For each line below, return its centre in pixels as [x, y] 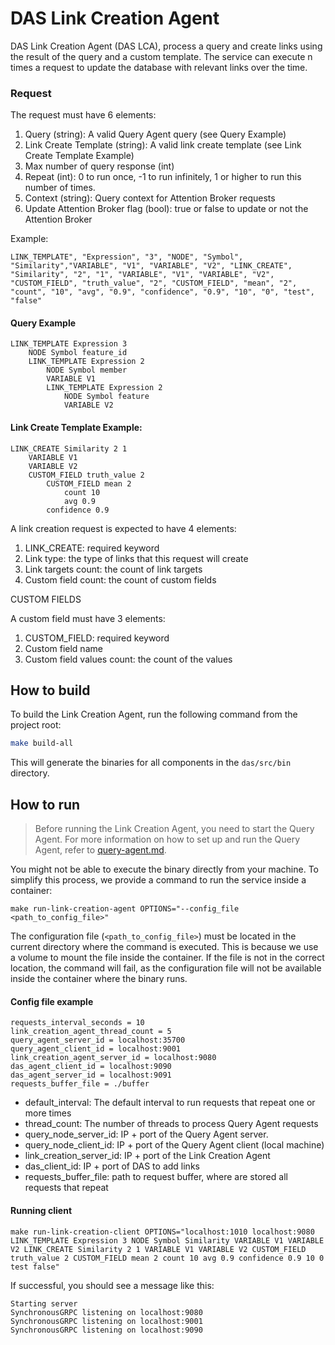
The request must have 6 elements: [83, 115]
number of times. [60, 188]
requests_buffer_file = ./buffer [80, 1084]
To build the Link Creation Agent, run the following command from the [154, 714]
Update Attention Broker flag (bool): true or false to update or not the [166, 209]
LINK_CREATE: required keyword [92, 548]
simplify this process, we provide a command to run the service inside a [158, 880]
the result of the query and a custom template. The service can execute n [161, 56]
